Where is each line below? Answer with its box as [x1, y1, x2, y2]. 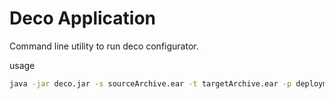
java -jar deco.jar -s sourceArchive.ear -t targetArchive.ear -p [9, 78, 292, 89]
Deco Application [9, 7, 157, 30]
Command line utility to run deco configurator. [9, 40, 199, 52]
